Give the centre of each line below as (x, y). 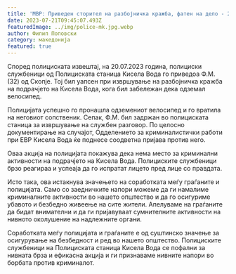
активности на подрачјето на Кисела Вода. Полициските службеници (112, 161)
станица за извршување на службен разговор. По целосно (96, 125)
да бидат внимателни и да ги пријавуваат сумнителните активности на (114, 212)
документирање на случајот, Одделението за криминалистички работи (115, 132)
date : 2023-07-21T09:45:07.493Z (54, 20)
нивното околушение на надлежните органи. (75, 219)
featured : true (29, 46)
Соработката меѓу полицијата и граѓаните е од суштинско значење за (113, 233)
